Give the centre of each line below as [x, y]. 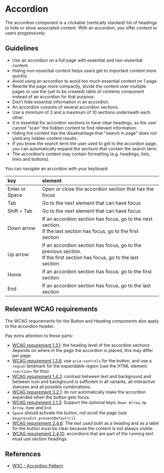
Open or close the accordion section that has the [98, 189]
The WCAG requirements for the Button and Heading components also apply [82, 321]
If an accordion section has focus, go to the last [97, 285]
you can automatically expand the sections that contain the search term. [85, 148]
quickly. [20, 76]
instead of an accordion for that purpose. [53, 96]
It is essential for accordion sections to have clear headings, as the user [84, 122]
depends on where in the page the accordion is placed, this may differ [83, 350]
